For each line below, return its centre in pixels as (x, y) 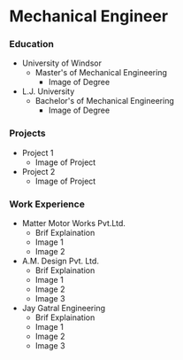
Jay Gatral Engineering (64, 309)
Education (32, 44)
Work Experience (47, 204)
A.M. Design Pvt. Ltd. (61, 261)
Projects (27, 133)
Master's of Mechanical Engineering (101, 73)
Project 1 (38, 153)
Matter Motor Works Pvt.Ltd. (74, 223)
